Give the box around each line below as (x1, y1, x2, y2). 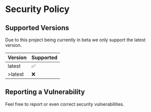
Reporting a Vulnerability (5, 88, 85, 96)
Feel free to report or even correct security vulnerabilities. (5, 101, 124, 107)
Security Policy (5, 4, 70, 15)
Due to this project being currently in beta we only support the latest (5, 37, 146, 43)
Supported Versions (5, 24, 69, 32)
